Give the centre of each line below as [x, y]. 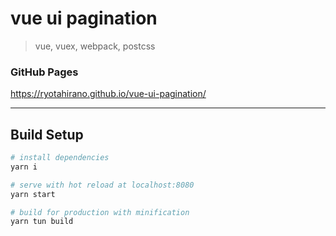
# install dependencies [60, 158]
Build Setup [47, 134]
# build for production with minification [100, 212]
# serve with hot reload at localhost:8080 [102, 185]
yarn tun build [42, 222]
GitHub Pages [44, 72]
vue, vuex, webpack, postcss [95, 46]
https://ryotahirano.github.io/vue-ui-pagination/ [108, 94]
